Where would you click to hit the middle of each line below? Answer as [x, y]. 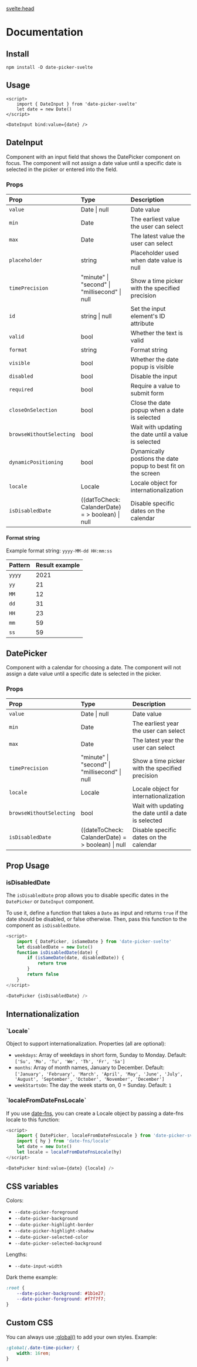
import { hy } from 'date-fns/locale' [64, 1141]
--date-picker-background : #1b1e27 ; [62, 1294]
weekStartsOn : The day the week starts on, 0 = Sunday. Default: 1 [93, 1085]
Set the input [148, 309]
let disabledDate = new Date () [55, 947]
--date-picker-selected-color [52, 1237]
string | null [96, 316]
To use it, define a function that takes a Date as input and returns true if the [97, 913]
